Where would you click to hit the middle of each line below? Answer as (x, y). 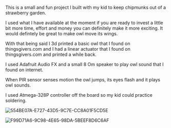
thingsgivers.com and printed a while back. (51, 54)
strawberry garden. (26, 13)
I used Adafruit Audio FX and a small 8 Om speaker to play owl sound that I (84, 64)
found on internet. (24, 70)
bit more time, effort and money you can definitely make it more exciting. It (84, 28)
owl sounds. (18, 85)
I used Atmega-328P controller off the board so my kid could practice (79, 95)
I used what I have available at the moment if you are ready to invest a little (84, 23)
